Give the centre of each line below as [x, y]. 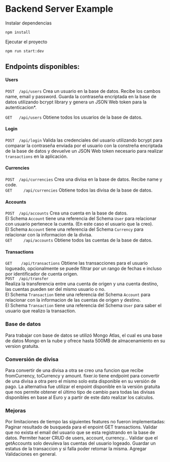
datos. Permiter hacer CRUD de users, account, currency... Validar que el [82, 438]
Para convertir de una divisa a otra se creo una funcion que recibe [74, 370]
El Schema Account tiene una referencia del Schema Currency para [74, 229]
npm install [18, 32]
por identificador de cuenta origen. [42, 274]
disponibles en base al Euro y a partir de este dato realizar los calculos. [80, 397]
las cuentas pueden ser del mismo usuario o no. [55, 289]
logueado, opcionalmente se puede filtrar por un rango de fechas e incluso [83, 268]
